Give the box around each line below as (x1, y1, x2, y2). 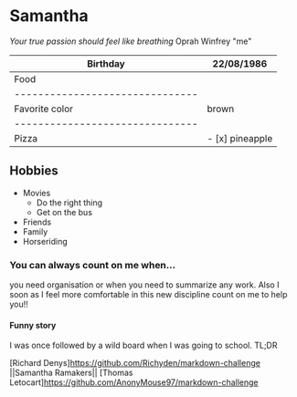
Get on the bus (36, 206, 93, 217)
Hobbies (9, 163, 59, 179)
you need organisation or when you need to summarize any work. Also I (9, 279, 280, 290)
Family (22, 225, 48, 237)
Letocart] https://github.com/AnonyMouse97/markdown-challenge (9, 377, 259, 388)
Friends (22, 216, 52, 227)
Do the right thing (36, 197, 103, 208)
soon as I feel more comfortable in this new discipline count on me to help (9, 289, 288, 300)
